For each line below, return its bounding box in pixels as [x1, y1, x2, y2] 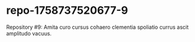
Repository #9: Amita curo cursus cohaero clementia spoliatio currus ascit [6, 23, 189, 31]
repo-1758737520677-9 [6, 4, 129, 17]
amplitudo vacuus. [6, 29, 52, 37]
